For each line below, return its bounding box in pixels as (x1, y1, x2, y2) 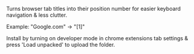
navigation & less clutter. (6, 11, 68, 19)
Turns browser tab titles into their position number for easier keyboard (6, 5, 181, 12)
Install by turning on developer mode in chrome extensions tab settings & (6, 35, 189, 41)
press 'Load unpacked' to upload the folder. (6, 41, 115, 48)
